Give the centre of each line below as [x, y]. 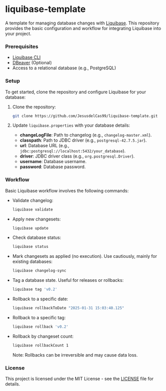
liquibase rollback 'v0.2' [40, 327]
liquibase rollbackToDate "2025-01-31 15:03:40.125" [68, 308]
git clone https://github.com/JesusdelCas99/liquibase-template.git [85, 116]
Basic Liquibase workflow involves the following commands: [67, 191]
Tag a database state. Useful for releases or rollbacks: [68, 280]
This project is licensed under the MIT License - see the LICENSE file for [79, 379]
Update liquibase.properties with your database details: [71, 125]
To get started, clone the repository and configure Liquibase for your [76, 92]
